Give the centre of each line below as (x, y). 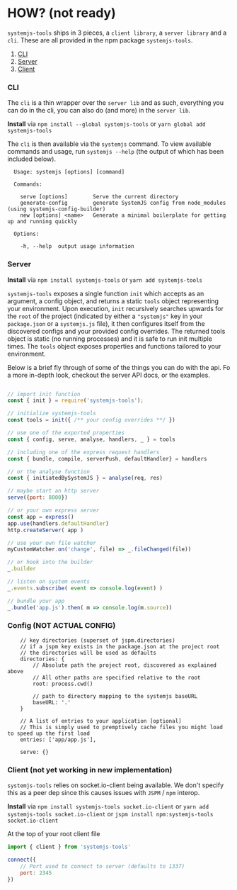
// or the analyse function (49, 472)
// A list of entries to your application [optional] (101, 721)
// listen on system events (49, 582)
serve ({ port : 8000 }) (38, 497)
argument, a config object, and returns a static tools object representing (113, 301)
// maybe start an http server (53, 491)
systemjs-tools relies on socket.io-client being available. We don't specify (116, 785)
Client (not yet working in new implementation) (90, 770)
